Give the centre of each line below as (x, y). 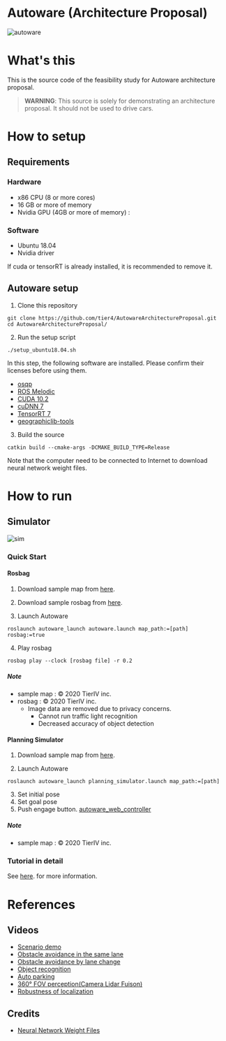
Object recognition (44, 969)
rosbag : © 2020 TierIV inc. (57, 701)
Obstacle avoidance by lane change (69, 962)
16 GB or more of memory (54, 205)
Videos (23, 930)
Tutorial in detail (35, 861)
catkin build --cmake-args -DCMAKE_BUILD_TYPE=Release (89, 447)
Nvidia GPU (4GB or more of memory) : (74, 212)
